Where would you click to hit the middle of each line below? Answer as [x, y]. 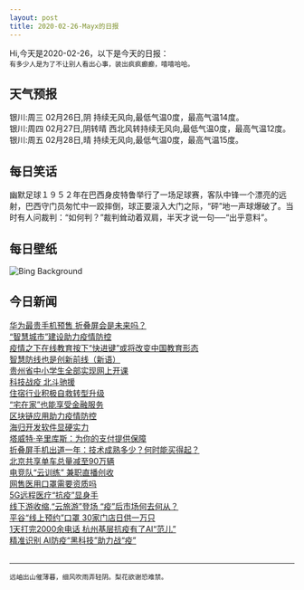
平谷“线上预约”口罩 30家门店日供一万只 [82, 518]
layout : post [34, 18]
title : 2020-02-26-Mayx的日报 [64, 26]
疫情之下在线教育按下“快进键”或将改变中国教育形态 [104, 347]
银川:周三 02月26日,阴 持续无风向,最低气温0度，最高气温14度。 [127, 118]
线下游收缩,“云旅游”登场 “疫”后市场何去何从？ [94, 506]
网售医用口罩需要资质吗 [53, 483]
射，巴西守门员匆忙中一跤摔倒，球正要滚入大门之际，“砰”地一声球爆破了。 [148, 206]
